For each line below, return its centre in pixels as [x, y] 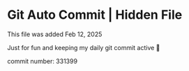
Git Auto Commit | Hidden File [95, 15]
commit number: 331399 [43, 61]
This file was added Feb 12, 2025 [55, 34]
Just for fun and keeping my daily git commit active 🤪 [84, 47]
